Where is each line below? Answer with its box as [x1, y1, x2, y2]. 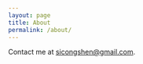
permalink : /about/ [8, 26, 72, 34]
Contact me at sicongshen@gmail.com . [8, 48, 136, 57]
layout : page [8, 11, 51, 20]
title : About [8, 19, 51, 27]
